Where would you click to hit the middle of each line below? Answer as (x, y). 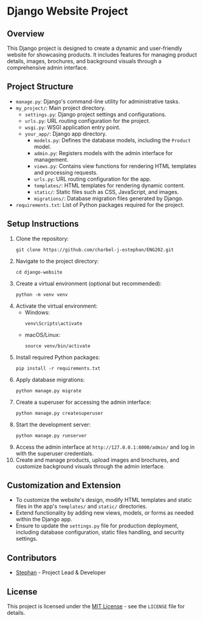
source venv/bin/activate (57, 346)
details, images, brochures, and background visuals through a (84, 61)
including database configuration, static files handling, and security (100, 532)
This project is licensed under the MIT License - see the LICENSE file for (96, 606)
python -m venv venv (42, 294)
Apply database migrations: (50, 380)
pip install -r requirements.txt (58, 368)
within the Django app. (44, 519)
